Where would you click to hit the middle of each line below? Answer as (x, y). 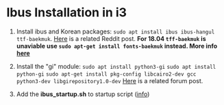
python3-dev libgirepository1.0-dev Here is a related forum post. (110, 80)
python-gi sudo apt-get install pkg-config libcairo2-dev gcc (106, 74)
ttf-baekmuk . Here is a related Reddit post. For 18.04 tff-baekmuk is (111, 38)
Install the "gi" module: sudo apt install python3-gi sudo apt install (116, 66)
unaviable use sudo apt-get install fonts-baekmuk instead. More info (116, 46)
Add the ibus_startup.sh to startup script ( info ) (83, 94)
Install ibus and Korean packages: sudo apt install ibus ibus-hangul (115, 31)
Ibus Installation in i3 (67, 13)
